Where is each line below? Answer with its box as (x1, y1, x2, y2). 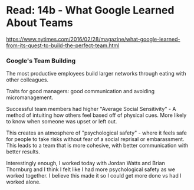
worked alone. (6, 178, 41, 186)
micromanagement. (6, 94, 54, 101)
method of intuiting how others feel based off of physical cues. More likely (6, 112, 187, 119)
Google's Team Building (6, 57, 75, 65)
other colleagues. (6, 76, 49, 83)
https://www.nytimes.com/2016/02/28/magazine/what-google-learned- (6, 35, 180, 42)
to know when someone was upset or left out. (6, 118, 117, 125)
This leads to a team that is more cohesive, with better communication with (6, 142, 189, 149)
